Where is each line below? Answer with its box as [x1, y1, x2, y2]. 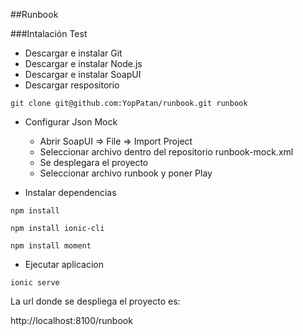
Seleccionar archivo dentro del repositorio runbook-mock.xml [39, 146, 294, 158]
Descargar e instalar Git [24, 47, 123, 59]
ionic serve [10, 278, 60, 288]
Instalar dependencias [24, 187, 117, 198]
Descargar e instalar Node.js [24, 58, 143, 69]
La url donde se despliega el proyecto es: [10, 295, 181, 307]
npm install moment [10, 241, 92, 251]
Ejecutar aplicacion [24, 259, 105, 270]
